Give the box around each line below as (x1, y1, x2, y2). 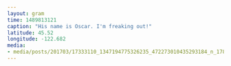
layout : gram (7, 10, 45, 17)
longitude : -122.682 (7, 36, 67, 43)
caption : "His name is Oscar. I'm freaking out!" (7, 23, 153, 30)
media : (7, 42, 26, 49)
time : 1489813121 (7, 16, 57, 23)
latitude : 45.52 (7, 29, 54, 36)
